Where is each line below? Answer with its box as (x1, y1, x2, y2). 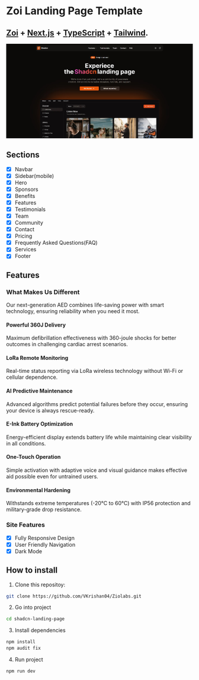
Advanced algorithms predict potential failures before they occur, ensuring (6, 400, 188, 407)
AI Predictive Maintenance (6, 387, 73, 395)
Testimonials (14, 206, 46, 213)
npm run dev (6, 668, 36, 674)
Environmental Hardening (6, 486, 71, 493)
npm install (6, 639, 36, 645)
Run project (14, 656, 43, 663)
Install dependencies (14, 627, 66, 634)
